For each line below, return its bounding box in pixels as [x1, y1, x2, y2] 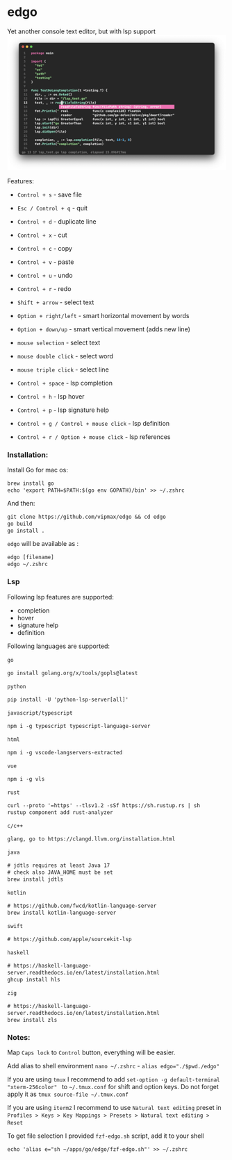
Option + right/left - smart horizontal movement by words [17, 312, 190, 320]
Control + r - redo [17, 285, 72, 292]
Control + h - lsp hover [17, 392, 85, 400]
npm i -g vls [7, 775, 45, 782]
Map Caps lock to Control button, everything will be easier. [7, 1048, 176, 1057]
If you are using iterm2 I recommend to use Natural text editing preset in [7, 1103, 222, 1111]
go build [7, 520, 33, 528]
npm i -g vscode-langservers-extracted [7, 749, 123, 756]
